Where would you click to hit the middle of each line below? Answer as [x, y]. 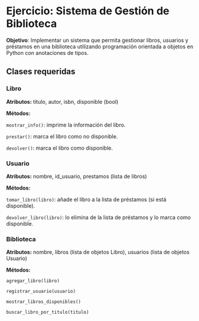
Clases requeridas [41, 72]
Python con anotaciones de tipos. [47, 53]
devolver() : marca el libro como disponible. [60, 148]
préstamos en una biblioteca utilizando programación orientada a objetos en [100, 47]
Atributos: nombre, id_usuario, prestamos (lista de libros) [77, 176]
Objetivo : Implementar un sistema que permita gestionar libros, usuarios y [97, 40]
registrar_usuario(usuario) [41, 291]
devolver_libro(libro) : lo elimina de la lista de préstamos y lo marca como [99, 217]
